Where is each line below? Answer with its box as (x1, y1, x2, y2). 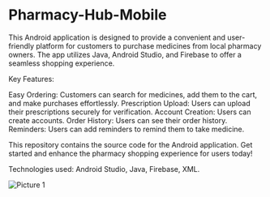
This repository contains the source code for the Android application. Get (8, 139, 253, 149)
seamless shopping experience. (8, 58, 115, 68)
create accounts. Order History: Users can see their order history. (8, 115, 228, 125)
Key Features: (8, 74, 54, 84)
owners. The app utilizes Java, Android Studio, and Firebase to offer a (8, 49, 242, 59)
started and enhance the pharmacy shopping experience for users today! (8, 148, 253, 158)
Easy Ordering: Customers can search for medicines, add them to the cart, (8, 89, 258, 99)
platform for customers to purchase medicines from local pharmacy (36, 41, 262, 50)
